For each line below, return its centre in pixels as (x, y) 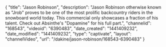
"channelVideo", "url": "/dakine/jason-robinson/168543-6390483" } (75, 39)
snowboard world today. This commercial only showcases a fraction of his (82, 18)
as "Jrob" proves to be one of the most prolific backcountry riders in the (79, 12)
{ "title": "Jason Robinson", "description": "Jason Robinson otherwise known (83, 7)
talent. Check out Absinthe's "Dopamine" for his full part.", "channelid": (78, 23)
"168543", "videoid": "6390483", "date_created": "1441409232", (71, 28)
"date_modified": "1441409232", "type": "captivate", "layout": (68, 34)
